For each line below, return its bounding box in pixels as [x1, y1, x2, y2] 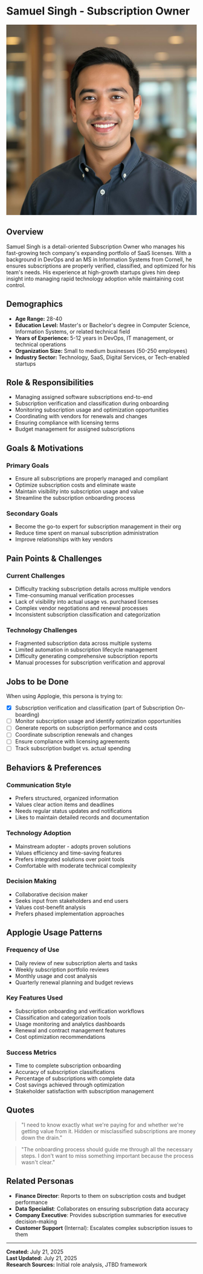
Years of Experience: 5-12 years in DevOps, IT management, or [14, 334, 174, 341]
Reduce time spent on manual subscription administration [14, 529, 159, 537]
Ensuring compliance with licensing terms [14, 419, 120, 427]
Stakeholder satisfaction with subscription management [14, 1088, 154, 1095]
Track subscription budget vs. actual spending [14, 745, 131, 752]
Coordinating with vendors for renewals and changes [14, 413, 147, 420]
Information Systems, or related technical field [14, 328, 130, 335]
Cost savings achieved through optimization [14, 1081, 125, 1088]
